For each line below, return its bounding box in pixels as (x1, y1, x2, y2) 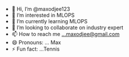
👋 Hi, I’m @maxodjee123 (11, 6, 70, 12)
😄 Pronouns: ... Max (11, 39, 62, 46)
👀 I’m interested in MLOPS (11, 12, 75, 19)
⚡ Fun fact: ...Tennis (11, 45, 60, 52)
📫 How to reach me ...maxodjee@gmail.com (11, 31, 120, 37)
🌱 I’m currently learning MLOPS (11, 18, 88, 24)
